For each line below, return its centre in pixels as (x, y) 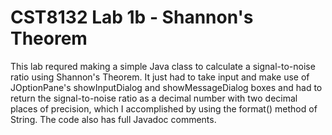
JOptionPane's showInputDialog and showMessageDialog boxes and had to (166, 87)
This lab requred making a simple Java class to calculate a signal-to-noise (163, 66)
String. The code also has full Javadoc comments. (113, 119)
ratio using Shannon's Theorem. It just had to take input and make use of (160, 77)
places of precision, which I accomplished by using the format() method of (164, 108)
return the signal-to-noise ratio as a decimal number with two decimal (154, 98)
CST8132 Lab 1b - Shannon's (132, 17)
